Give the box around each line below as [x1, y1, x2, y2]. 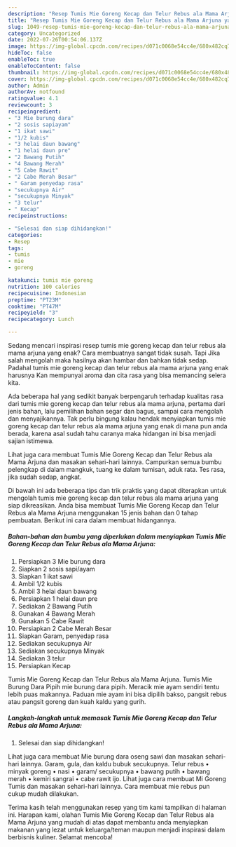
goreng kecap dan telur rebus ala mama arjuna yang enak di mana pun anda [8, 422, 228, 430]
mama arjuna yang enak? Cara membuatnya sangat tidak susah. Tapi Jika [8, 348, 220, 357]
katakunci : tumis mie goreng [8, 277, 93, 284]
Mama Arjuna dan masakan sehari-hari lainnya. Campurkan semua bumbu [8, 458, 222, 466]
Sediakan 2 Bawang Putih [18, 602, 92, 610]
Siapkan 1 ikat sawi [18, 572, 73, 581]
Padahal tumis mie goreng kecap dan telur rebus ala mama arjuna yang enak [8, 364, 229, 372]
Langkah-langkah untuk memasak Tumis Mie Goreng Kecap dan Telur [8, 713, 217, 722]
